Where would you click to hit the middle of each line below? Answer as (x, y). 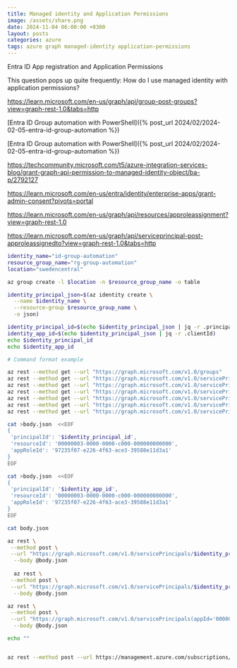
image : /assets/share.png (45, 20)
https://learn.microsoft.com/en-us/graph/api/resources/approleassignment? (118, 215)
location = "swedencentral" (45, 269)
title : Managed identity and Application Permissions (88, 14)
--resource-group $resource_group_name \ (75, 308)
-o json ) (26, 314)
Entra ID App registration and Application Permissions (85, 67)
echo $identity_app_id (41, 347)
